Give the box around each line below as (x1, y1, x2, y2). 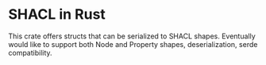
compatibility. (8, 48, 53, 57)
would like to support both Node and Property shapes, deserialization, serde (8, 39, 258, 49)
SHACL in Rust (8, 5, 106, 23)
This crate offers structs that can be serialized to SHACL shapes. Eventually (8, 31, 256, 41)
